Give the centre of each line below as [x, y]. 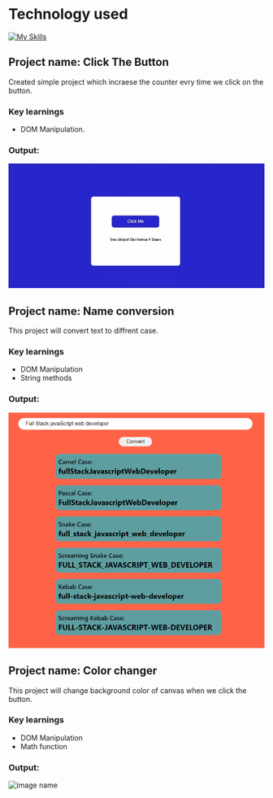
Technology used [68, 14]
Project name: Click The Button [89, 62]
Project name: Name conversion [91, 311]
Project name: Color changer [83, 671]
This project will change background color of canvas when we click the [128, 690]
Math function [43, 746]
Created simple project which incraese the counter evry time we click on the [136, 81]
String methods [46, 378]
